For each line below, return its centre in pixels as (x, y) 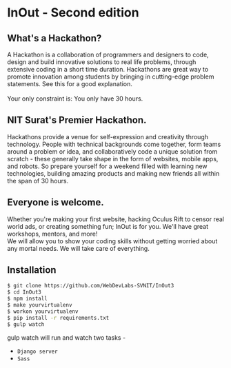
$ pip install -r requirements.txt (58, 318)
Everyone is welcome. (56, 202)
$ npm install (28, 299)
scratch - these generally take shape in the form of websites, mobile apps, (113, 159)
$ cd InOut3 (24, 292)
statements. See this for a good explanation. (70, 84)
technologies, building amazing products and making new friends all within (113, 173)
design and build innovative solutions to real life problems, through (102, 62)
